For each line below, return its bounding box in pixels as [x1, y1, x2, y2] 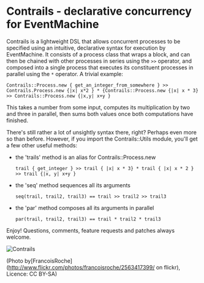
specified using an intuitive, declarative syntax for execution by [6, 44, 166, 52]
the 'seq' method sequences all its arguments [15, 181, 130, 188]
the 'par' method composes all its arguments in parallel [15, 204, 154, 211]
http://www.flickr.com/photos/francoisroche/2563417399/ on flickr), [8, 263, 181, 271]
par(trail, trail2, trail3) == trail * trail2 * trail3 [15, 216, 161, 222]
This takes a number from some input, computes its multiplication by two [6, 103, 191, 111]
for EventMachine [6, 17, 99, 31]
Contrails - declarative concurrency [6, 4, 192, 18]
